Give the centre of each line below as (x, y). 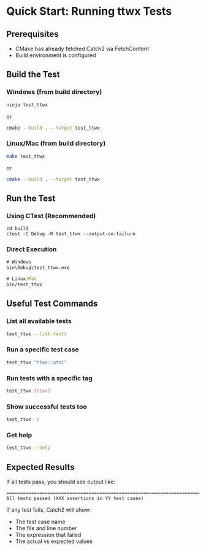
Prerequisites (32, 34)
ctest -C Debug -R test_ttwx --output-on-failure (71, 234)
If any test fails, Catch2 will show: (49, 510)
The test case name (40, 522)
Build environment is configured (55, 55)
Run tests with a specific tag (50, 378)
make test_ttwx (26, 156)
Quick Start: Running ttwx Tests (89, 11)
